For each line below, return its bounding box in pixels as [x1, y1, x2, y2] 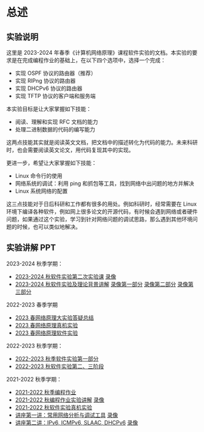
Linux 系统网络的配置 [15, 187, 68, 195]
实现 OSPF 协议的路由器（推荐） [15, 69, 97, 77]
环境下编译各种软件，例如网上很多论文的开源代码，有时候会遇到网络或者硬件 [6, 208, 198, 215]
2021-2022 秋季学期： [6, 375, 62, 383]
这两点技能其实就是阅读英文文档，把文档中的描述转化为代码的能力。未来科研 [6, 139, 198, 146]
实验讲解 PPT [6, 243, 56, 253]
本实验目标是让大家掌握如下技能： [6, 105, 92, 113]
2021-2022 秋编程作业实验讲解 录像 [15, 396, 104, 403]
